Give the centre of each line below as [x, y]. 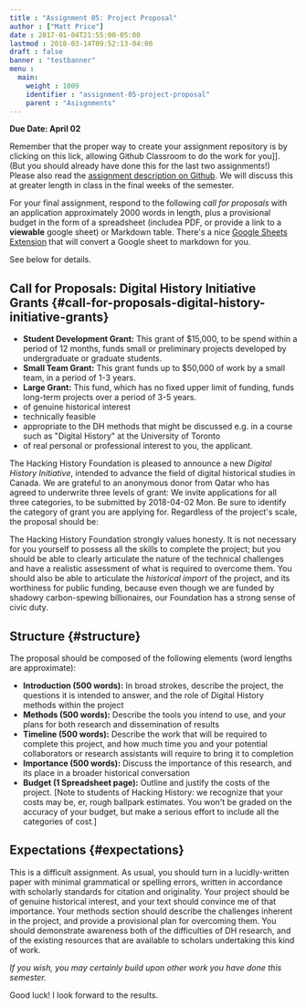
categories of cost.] [60, 822]
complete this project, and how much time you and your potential [145, 744]
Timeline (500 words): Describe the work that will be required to [145, 734]
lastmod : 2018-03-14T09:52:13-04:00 [81, 43]
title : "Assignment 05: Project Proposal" [94, 18]
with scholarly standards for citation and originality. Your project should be [150, 891]
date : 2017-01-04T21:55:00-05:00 [75, 35]
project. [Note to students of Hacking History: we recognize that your [153, 792]
